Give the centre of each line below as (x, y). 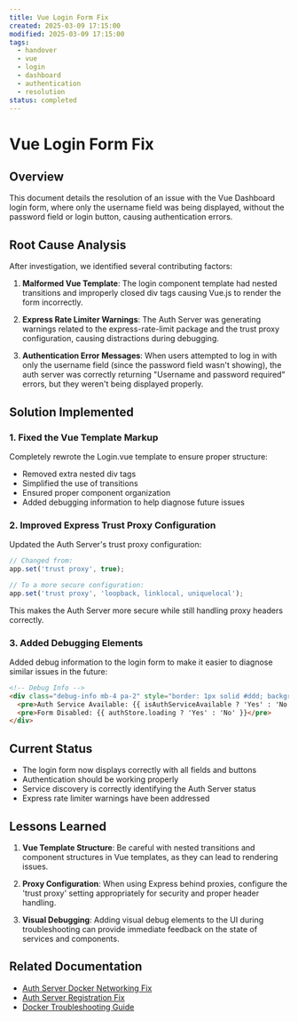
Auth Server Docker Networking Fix (87, 988)
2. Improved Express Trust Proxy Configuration (113, 525)
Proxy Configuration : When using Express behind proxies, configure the (155, 883)
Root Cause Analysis (68, 245)
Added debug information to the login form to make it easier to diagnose (141, 662)
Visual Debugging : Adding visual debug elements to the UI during (143, 920)
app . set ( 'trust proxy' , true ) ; (67, 570)
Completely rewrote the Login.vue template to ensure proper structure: (138, 456)
